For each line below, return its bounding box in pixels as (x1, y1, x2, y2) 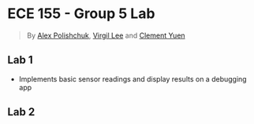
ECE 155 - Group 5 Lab (7, 5, 155, 23)
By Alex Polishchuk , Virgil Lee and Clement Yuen (26, 31, 186, 40)
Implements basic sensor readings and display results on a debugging (18, 74, 247, 83)
